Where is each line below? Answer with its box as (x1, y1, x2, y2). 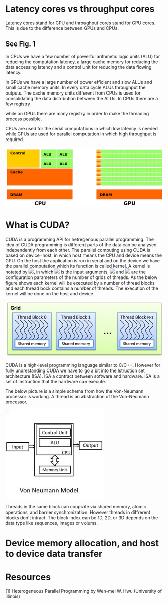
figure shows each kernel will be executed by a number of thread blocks (5, 280, 155, 286)
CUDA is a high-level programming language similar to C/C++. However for (5, 362, 161, 368)
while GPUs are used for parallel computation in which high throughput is (5, 131, 157, 137)
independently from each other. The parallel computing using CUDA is (5, 247, 151, 253)
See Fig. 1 (5, 40, 36, 49)
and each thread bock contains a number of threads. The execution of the (5, 285, 158, 291)
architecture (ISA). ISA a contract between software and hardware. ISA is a (5, 373, 160, 379)
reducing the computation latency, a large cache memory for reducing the (5, 59, 158, 65)
